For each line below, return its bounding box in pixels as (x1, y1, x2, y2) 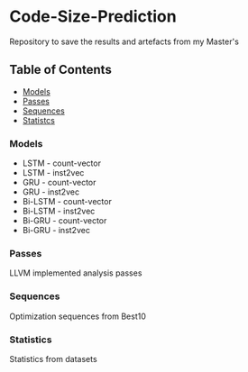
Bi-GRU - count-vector (22, 215, 107, 226)
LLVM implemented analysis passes (9, 268, 142, 278)
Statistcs (22, 114, 56, 125)
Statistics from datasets (9, 353, 97, 364)
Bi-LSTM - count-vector (22, 196, 113, 207)
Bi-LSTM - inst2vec (22, 205, 96, 217)
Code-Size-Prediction (9, 6, 178, 27)
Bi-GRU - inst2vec (22, 225, 90, 236)
